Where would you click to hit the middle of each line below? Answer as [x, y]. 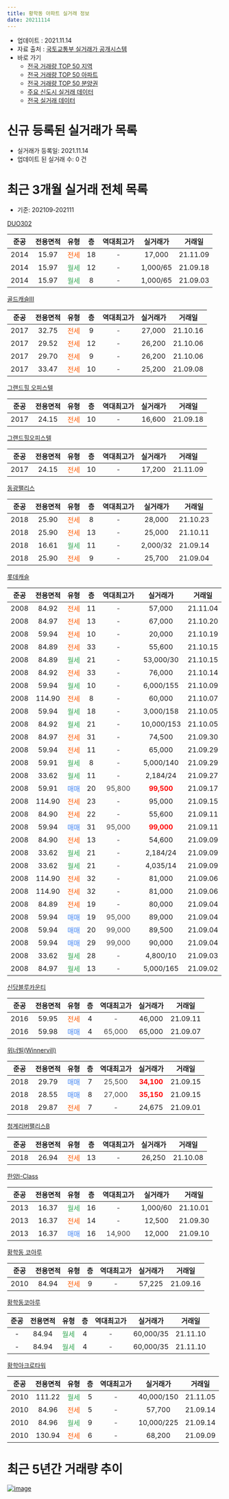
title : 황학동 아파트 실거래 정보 [48, 13]
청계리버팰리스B [28, 1126]
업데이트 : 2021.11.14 [44, 40]
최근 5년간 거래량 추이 [65, 1469]
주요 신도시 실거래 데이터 [60, 92]
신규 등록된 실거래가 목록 [72, 130]
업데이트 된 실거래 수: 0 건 [52, 159]
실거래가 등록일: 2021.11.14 [53, 151]
